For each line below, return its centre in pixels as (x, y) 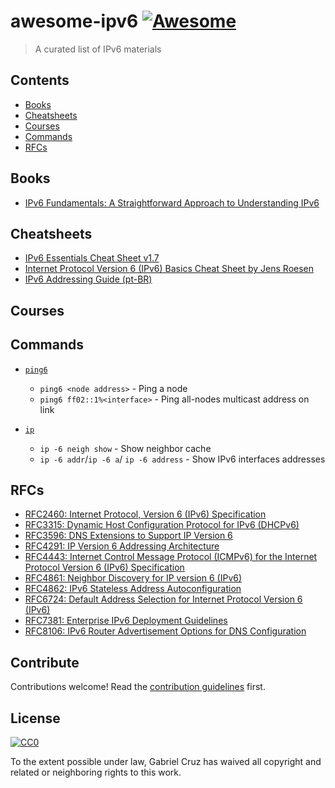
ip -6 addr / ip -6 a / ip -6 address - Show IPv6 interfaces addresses (182, 459)
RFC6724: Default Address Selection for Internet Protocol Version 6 (163, 599)
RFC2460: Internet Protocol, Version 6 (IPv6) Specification (145, 514)
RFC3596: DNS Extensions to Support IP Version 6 (128, 536)
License (35, 718)
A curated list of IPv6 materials (98, 49)
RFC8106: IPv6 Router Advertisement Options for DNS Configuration (165, 631)
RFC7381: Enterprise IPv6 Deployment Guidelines (126, 621)
